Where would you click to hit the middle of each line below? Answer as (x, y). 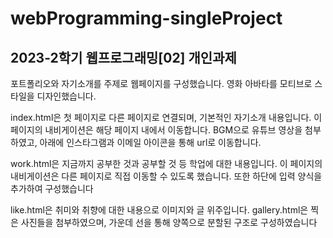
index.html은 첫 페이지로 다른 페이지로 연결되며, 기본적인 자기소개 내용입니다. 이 (166, 117)
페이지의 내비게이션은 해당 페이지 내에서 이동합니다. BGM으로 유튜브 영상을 (156, 130)
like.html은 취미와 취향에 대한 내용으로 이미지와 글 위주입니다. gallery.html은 (159, 210)
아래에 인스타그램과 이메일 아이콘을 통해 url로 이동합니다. (150, 142)
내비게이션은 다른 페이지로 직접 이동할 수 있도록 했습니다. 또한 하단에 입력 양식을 (166, 176)
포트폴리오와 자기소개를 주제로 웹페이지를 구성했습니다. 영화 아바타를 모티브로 (161, 83)
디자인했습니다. (66, 96)
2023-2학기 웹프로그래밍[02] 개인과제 (123, 57)
